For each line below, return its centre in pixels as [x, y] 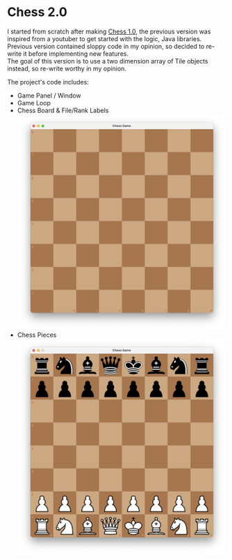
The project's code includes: [48, 82]
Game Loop [34, 103]
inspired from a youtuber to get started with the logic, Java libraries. [105, 38]
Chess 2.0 [37, 12]
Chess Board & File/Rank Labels [63, 110]
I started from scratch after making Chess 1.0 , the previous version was [109, 31]
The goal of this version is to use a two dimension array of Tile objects [108, 61]
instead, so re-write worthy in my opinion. [67, 68]
